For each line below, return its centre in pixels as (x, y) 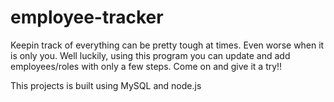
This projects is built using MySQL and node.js (106, 85)
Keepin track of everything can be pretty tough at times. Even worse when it (167, 45)
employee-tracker (87, 17)
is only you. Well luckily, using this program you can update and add (150, 55)
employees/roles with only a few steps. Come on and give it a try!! (146, 66)
